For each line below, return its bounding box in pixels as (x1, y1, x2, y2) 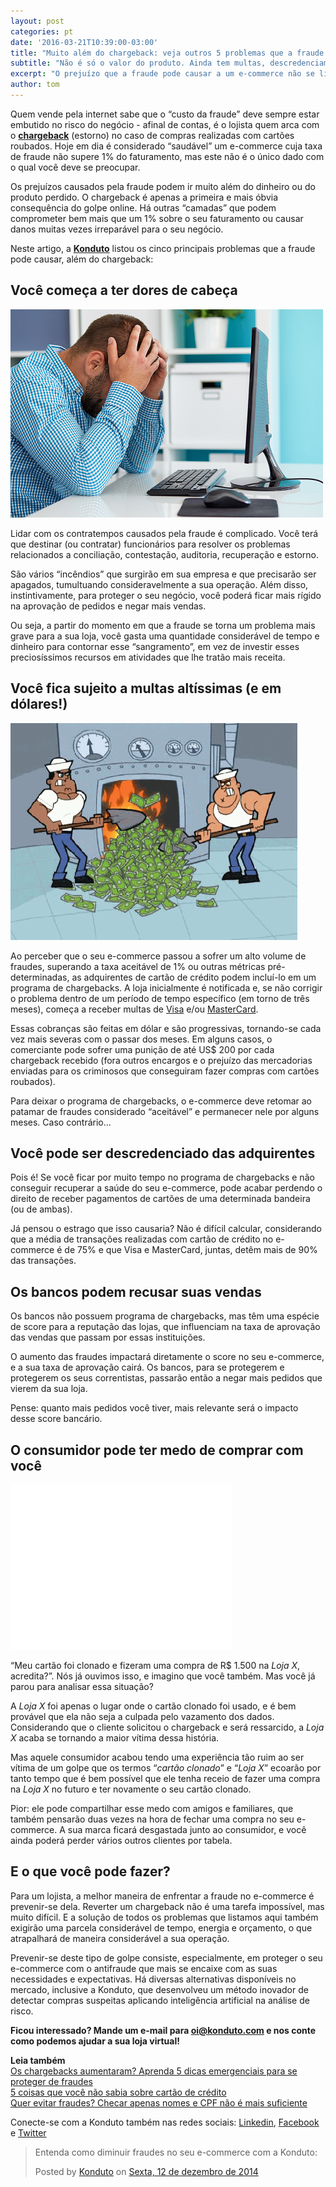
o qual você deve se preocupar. (10, 161, 141, 173)
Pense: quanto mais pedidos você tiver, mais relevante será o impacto (10, 1402, 299, 1414)
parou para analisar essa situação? (10, 1680, 154, 1692)
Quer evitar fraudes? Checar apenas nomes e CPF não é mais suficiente (10, 2096, 308, 2109)
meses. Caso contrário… (10, 1116, 112, 1128)
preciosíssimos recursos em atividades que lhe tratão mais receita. (10, 651, 286, 663)
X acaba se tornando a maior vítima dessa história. (10, 1731, 220, 1744)
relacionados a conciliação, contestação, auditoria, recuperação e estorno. (10, 548, 319, 560)
